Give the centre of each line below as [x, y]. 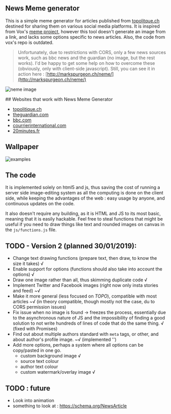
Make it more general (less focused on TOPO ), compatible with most [85, 296]
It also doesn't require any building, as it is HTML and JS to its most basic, [83, 213]
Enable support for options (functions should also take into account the [87, 269]
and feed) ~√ [27, 291]
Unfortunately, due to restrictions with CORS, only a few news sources [92, 52]
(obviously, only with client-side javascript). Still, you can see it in [86, 68]
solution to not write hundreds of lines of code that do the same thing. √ [88, 323]
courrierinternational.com [39, 125]
